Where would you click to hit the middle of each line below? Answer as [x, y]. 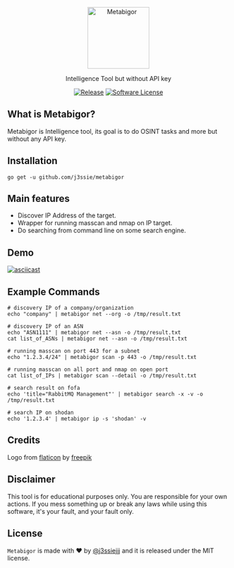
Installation [32, 161]
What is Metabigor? [51, 114]
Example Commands [54, 292]
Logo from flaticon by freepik [50, 457]
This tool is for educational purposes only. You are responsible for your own [117, 496]
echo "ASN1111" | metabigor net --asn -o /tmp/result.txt [94, 333]
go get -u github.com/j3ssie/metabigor [66, 177]
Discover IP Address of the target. [67, 215]
